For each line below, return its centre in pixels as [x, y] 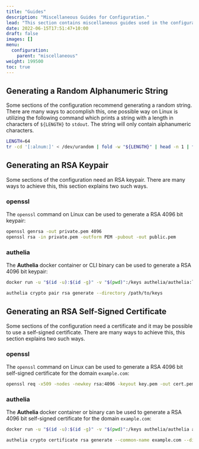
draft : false [22, 34]
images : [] [20, 39]
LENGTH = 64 [18, 141]
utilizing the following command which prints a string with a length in [90, 118]
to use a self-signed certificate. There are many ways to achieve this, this [96, 332]
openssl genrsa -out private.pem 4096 [54, 232]
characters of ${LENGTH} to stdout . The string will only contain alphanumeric [99, 124]
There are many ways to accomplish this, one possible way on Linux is [92, 112]
